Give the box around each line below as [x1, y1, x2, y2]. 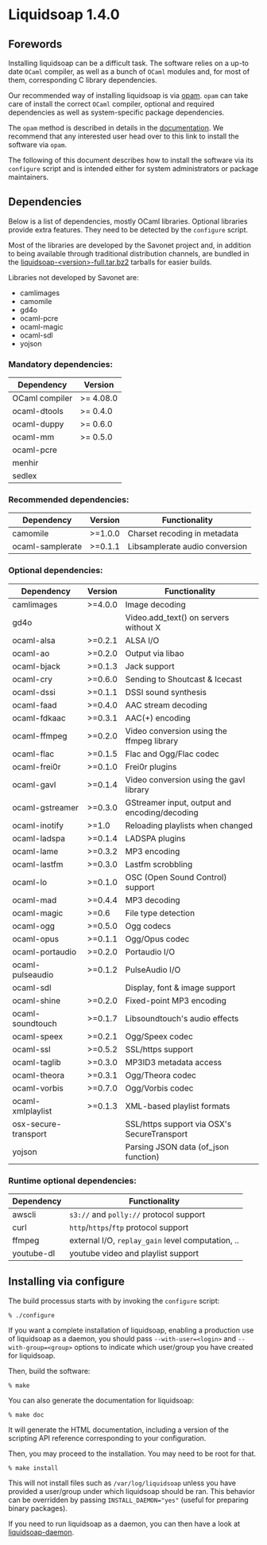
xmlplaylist [12, 1105, 52, 1116]
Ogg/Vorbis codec [125, 1083, 194, 1094]
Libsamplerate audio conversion [127, 541, 248, 552]
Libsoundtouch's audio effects [125, 1012, 239, 1024]
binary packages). [8, 1503, 68, 1513]
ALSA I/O [125, 634, 160, 646]
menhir [12, 458, 39, 469]
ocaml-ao [12, 647, 50, 658]
